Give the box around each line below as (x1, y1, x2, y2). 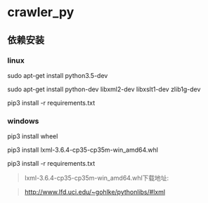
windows (7, 116, 39, 126)
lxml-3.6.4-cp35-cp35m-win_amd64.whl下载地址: (24, 173, 169, 183)
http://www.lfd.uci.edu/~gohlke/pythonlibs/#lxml (24, 188, 166, 197)
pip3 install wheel (7, 132, 58, 140)
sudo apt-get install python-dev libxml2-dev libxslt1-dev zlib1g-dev (7, 85, 201, 93)
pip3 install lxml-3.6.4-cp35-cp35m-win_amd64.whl (7, 145, 158, 155)
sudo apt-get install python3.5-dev (7, 71, 108, 79)
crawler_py (7, 4, 74, 20)
